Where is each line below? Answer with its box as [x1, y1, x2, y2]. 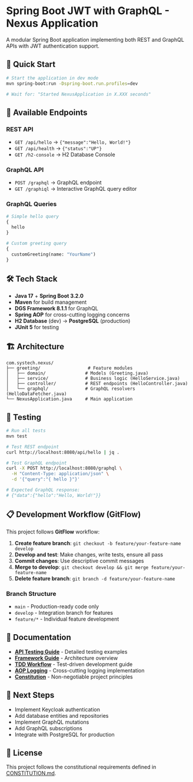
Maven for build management [14, 299, 87, 306]
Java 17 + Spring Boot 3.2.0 [14, 293, 84, 300]
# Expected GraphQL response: [6, 487, 81, 493]
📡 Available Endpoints [6, 107, 88, 117]
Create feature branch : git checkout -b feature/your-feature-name [14, 539, 181, 546]
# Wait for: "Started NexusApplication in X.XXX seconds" [6, 91, 151, 97]
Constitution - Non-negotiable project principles [14, 673, 134, 680]
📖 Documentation [6, 632, 72, 642]
